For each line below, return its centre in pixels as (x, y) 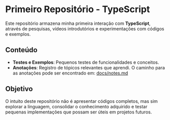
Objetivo (19, 89)
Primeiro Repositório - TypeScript (78, 9)
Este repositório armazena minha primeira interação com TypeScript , (78, 23)
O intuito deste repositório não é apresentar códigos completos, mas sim (81, 101)
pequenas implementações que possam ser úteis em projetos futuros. (79, 112)
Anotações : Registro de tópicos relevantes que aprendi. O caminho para (89, 67)
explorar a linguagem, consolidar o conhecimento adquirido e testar (76, 106)
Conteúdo (21, 50)
